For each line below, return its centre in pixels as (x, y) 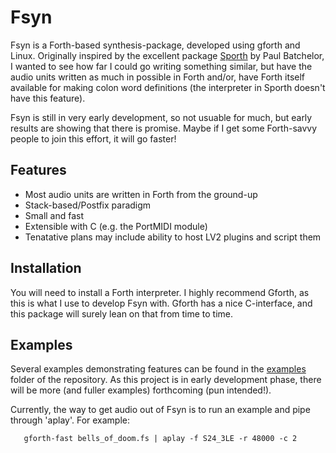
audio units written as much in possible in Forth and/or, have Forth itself (158, 77)
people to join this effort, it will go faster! (93, 138)
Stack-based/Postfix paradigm (88, 205)
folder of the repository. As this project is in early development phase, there (166, 380)
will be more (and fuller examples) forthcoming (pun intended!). (141, 390)
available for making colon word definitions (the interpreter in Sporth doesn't (168, 87)
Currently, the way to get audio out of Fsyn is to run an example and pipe (160, 410)
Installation (46, 268)
